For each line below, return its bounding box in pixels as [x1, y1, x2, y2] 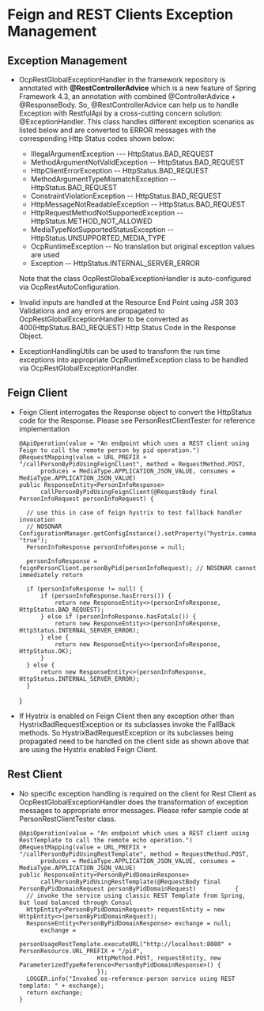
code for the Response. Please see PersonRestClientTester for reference [18, 416, 256, 425]
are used [30, 250, 60, 259]
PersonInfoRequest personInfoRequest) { [18, 495, 154, 503]
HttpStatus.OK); [18, 647, 73, 655]
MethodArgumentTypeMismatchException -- [30, 174, 177, 184]
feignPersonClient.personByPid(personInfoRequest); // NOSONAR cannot [18, 564, 257, 572]
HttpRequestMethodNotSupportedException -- [30, 208, 183, 217]
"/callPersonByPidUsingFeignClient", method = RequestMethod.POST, [18, 460, 246, 468]
